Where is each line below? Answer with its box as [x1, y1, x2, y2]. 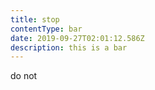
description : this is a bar [10, 42, 128, 53]
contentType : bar [10, 24, 83, 34]
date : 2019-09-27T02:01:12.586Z [10, 33, 145, 43]
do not [10, 70, 38, 82]
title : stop [10, 14, 60, 25]
